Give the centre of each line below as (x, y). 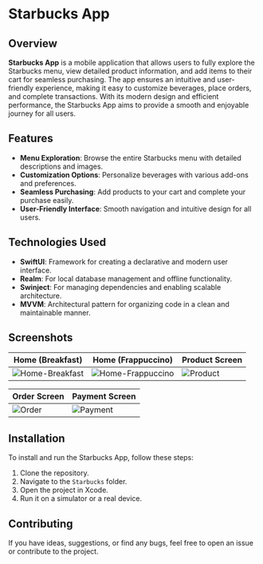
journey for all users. (42, 113)
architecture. (41, 296)
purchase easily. (47, 200)
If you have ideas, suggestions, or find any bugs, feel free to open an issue (131, 543)
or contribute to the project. (53, 551)
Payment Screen (104, 396)
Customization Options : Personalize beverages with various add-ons (134, 175)
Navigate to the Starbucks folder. (73, 482)
